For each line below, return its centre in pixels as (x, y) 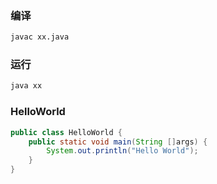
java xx (26, 86)
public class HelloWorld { (66, 132)
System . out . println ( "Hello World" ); (122, 151)
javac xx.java (40, 37)
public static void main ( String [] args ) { (118, 142)
